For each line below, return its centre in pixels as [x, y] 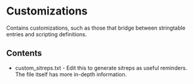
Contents [24, 53]
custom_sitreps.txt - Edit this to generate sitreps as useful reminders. [101, 68]
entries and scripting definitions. [47, 34]
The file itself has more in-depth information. [71, 74]
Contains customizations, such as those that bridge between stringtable [96, 28]
